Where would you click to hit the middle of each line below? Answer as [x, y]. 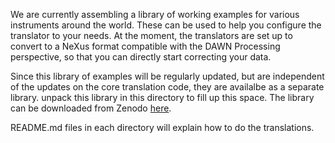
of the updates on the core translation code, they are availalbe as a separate [167, 87]
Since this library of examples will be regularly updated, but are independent [167, 76]
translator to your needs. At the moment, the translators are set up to [151, 35]
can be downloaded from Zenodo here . [91, 108]
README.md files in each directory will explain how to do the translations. [162, 127]
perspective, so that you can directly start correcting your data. [141, 57]
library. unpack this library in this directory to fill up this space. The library [162, 97]
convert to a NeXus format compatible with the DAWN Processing [145, 46]
